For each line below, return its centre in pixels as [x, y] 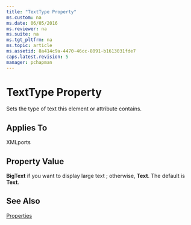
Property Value [35, 161]
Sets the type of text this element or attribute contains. [74, 109]
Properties [19, 215]
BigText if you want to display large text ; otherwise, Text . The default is [96, 176]
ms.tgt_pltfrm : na [29, 40]
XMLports [19, 142]
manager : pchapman [29, 62]
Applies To [27, 128]
